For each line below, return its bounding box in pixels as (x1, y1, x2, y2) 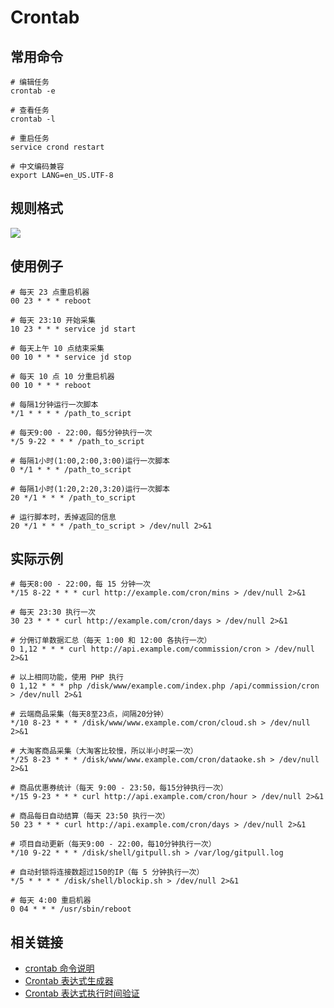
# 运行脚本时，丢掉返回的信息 (10, 512, 117, 522)
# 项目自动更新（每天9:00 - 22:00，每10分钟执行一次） (10, 839, 217, 850)
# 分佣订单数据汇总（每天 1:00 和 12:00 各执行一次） (10, 636, 212, 646)
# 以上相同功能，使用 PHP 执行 (10, 672, 124, 683)
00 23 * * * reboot (10, 296, 92, 306)
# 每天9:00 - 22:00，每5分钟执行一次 (10, 427, 153, 438)
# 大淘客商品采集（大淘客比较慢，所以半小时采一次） (10, 746, 198, 756)
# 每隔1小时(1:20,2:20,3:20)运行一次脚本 (10, 484, 170, 494)
